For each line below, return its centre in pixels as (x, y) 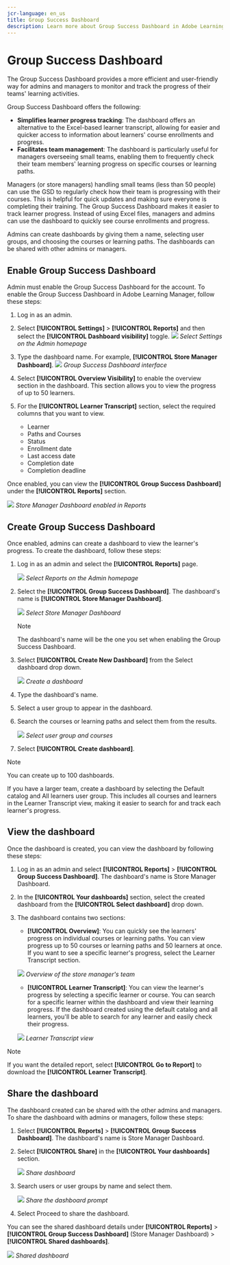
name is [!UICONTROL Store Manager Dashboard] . (90, 598)
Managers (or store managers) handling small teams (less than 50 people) (112, 185)
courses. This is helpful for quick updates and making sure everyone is (107, 199)
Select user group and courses (69, 735)
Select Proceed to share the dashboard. (73, 1213)
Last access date (51, 456)
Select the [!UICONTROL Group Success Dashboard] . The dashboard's (118, 591)
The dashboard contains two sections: (71, 917)
